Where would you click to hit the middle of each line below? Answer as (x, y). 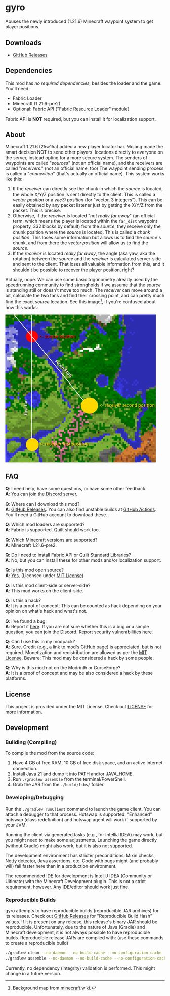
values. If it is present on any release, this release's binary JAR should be (81, 922)
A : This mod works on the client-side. (44, 590)
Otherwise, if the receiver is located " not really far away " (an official (84, 216)
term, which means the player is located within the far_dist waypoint (85, 221)
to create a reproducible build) (37, 943)
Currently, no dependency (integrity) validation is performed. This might (80, 968)
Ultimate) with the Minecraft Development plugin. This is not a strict (75, 881)
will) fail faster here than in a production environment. (61, 866)
